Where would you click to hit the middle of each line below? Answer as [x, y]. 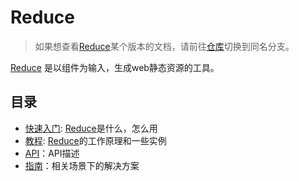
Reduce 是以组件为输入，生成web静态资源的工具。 [115, 67]
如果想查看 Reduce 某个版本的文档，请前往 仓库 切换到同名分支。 [164, 46]
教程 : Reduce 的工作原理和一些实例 [95, 140]
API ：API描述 [52, 153]
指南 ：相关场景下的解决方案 [82, 165]
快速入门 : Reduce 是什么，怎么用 [91, 128]
